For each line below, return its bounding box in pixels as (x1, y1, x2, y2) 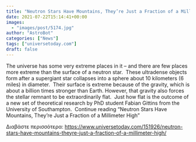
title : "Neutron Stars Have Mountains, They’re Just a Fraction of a (6, 8, 179, 15)
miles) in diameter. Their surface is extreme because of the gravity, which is (6, 81, 190, 88)
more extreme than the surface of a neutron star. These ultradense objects (6, 68, 187, 76)
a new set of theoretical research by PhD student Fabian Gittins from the (6, 100, 180, 106)
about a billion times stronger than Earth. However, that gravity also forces (6, 87, 185, 94)
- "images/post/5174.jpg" (11, 24, 75, 31)
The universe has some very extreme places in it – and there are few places (6, 62, 188, 69)
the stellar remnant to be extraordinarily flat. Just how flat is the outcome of (6, 93, 189, 100)
